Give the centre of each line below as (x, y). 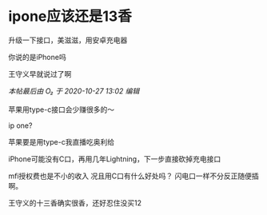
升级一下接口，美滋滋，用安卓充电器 (68, 40)
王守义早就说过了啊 (40, 74)
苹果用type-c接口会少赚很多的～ (61, 109)
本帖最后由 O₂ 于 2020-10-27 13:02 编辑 (74, 91)
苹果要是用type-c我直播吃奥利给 (61, 141)
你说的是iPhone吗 (37, 57)
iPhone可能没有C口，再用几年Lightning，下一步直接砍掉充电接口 (115, 159)
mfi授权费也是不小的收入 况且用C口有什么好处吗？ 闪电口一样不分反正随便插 (133, 176)
